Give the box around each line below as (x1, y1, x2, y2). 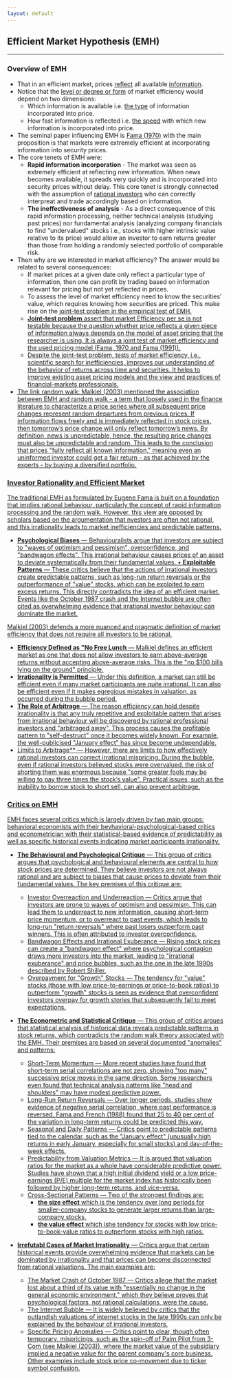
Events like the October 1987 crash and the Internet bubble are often (16, 595, 211, 603)
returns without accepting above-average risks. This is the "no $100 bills (16, 658, 223, 666)
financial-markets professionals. (27, 380, 119, 388)
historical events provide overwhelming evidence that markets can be (16, 1248, 214, 1256)
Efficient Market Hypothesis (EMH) (7, 36, 160, 48)
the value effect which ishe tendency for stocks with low (37, 1220, 199, 1229)
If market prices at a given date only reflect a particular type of (27, 270, 206, 278)
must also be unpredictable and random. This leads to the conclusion (16, 438, 213, 447)
